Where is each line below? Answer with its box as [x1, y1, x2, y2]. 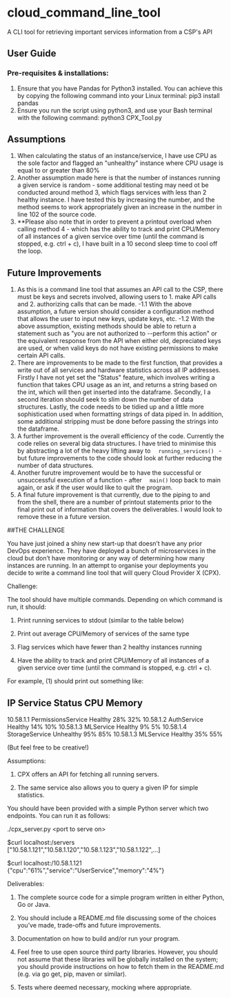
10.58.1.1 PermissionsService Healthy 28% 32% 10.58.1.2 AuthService [7, 716, 203, 724]
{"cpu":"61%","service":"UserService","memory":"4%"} [7, 866, 165, 874]
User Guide [7, 48, 57, 59]
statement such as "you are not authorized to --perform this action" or [17, 329, 217, 337]
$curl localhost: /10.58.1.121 [7, 859, 82, 868]
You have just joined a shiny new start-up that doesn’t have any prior [7, 540, 203, 548]
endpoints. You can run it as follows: [7, 812, 110, 820]
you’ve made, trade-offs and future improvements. [17, 921, 161, 930]
